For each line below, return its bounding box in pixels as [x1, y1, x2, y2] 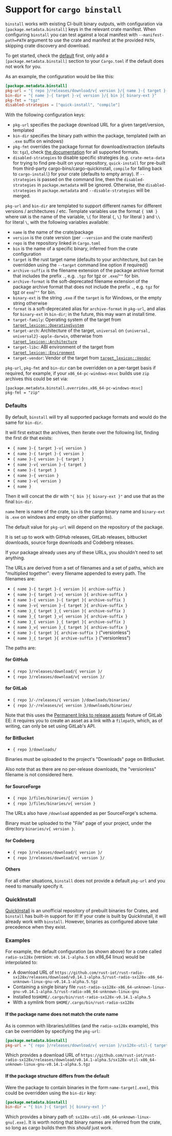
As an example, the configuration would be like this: [5, 73, 114, 79]
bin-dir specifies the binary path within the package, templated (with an [12, 133, 166, 139]
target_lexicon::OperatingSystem [12, 323, 84, 328]
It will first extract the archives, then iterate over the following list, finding [5, 429, 159, 435]
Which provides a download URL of [5, 1052, 80, 1058]
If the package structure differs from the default [5, 1073, 110, 1079]
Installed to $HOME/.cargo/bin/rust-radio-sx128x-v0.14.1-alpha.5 [12, 994, 151, 1000]
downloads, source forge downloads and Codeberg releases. [5, 539, 135, 545]
